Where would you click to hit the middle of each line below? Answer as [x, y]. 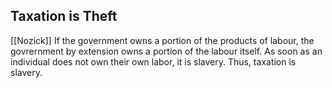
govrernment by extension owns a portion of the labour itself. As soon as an [166, 51]
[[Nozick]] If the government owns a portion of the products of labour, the [162, 40]
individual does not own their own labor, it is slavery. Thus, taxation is [153, 61]
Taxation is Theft [64, 16]
